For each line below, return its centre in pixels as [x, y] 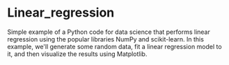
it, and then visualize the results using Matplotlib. [77, 54]
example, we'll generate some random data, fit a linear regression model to [114, 46]
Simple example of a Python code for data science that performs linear [109, 32]
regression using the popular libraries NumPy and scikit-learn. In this [105, 39]
